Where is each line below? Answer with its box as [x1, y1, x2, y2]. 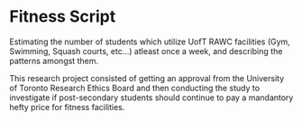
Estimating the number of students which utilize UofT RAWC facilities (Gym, [9, 36, 290, 47]
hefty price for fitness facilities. [9, 101, 125, 112]
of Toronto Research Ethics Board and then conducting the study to [9, 82, 260, 93]
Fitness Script [9, 6, 116, 27]
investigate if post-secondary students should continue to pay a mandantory [9, 92, 294, 103]
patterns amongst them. [9, 55, 99, 66]
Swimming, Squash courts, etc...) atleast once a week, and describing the [9, 45, 283, 56]
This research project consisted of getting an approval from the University [9, 72, 285, 83]
